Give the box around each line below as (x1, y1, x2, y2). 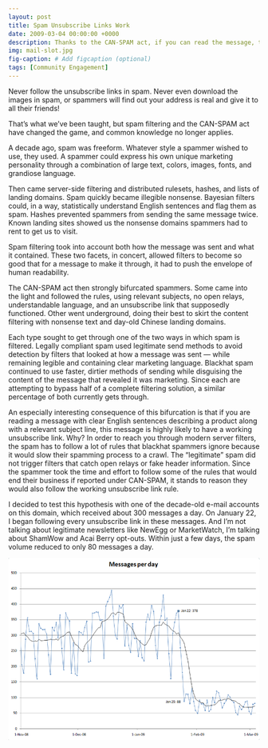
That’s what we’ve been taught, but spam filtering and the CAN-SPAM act (8, 118, 250, 128)
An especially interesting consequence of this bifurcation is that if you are (8, 407, 251, 417)
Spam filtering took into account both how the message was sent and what (8, 242, 254, 251)
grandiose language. (8, 168, 76, 178)
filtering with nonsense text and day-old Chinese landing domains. (8, 317, 227, 326)
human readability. (8, 267, 69, 277)
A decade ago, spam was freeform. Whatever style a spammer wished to (8, 142, 249, 152)
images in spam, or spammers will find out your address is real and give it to (8, 94, 259, 104)
